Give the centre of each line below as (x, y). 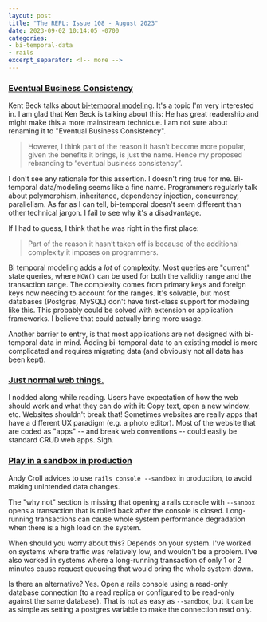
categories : (28, 38)
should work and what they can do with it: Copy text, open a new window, (130, 406)
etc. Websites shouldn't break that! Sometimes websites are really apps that (133, 414)
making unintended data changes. (64, 486)
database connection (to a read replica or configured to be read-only (122, 592)
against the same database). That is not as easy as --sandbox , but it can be (131, 600)
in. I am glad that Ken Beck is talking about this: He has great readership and (133, 114)
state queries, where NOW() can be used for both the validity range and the (130, 276)
